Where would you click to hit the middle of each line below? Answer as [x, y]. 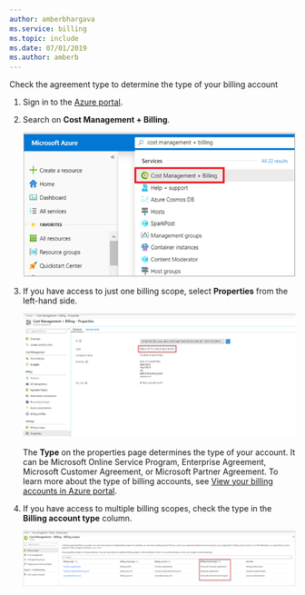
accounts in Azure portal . [70, 491]
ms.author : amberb [44, 58]
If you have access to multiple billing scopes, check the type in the [147, 508]
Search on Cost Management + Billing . [96, 120]
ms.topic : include [44, 38]
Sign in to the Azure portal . [73, 102]
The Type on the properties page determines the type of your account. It [159, 452]
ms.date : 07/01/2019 [49, 48]
